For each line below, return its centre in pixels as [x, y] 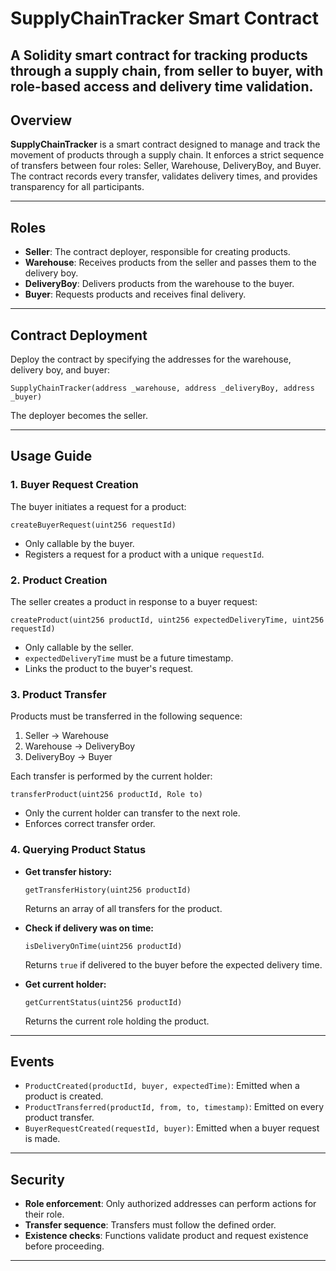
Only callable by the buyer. [79, 543]
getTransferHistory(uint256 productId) [108, 890]
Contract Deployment [79, 335]
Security [37, 1179]
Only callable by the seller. [79, 647]
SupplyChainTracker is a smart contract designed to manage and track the [165, 144]
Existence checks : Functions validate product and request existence [166, 1236]
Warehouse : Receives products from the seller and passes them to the [170, 263]
